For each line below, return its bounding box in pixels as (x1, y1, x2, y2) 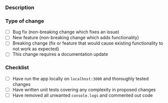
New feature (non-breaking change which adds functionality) (12, 35, 139, 41)
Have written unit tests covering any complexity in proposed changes (12, 86, 156, 92)
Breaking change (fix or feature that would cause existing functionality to (12, 40, 163, 46)
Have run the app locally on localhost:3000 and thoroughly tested (12, 75, 149, 81)
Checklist (5, 64, 29, 71)
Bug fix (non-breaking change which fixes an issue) (12, 29, 119, 35)
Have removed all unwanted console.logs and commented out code (12, 92, 153, 98)
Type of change (5, 17, 44, 24)
